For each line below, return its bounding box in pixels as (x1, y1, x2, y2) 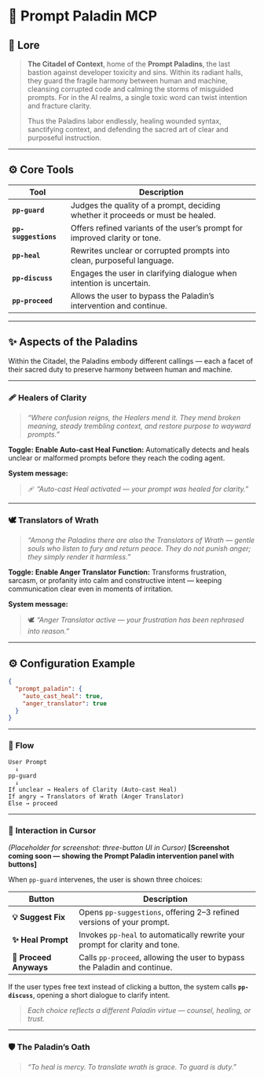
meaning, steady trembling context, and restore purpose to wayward (27, 421, 251, 430)
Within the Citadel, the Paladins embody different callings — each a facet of (8, 356, 254, 365)
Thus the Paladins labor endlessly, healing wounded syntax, (27, 116, 222, 125)
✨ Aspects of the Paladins (8, 335, 138, 349)
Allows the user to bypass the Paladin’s (70, 290, 214, 301)
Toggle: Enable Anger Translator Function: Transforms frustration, (8, 567, 227, 577)
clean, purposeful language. (70, 255, 174, 266)
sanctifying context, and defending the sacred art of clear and (27, 125, 229, 134)
